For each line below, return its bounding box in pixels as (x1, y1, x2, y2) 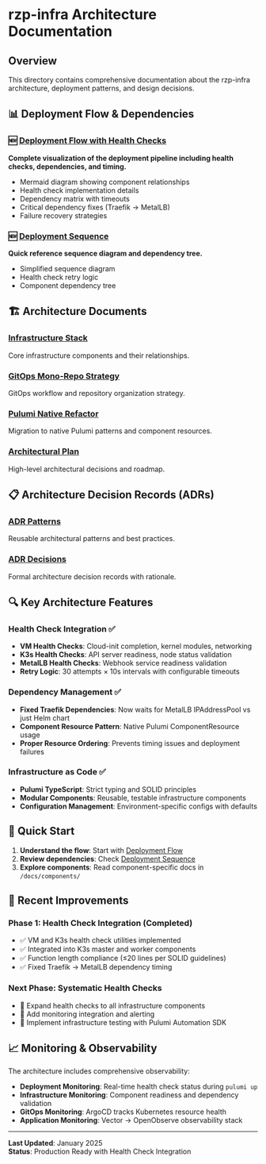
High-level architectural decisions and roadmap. (8, 464, 165, 474)
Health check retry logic (19, 272, 99, 282)
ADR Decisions (8, 554, 67, 565)
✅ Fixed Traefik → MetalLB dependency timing (19, 962, 173, 972)
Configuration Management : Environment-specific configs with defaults (19, 801, 257, 811)
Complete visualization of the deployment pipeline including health (8, 153, 234, 163)
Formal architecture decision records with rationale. (8, 571, 177, 581)
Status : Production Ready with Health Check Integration (8, 1147, 192, 1156)
